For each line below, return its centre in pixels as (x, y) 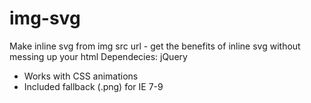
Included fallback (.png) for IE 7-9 (93, 86)
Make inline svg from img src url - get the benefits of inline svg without (155, 46)
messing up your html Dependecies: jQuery (98, 56)
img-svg (45, 18)
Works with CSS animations (81, 76)
